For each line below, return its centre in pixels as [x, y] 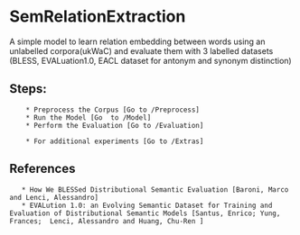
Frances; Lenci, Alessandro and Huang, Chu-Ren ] [107, 221]
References [42, 169]
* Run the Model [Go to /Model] [89, 117]
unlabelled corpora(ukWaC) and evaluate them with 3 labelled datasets [141, 50]
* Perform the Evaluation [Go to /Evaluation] [115, 125]
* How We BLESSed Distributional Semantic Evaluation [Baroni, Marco [155, 190]
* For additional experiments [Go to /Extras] [115, 141]
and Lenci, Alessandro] [54, 197]
